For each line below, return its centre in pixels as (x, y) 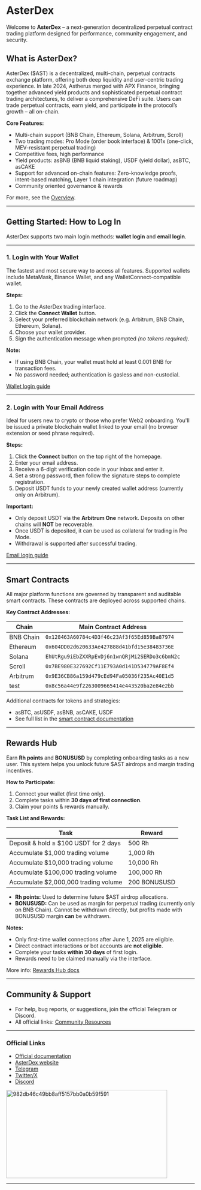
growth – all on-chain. (33, 111)
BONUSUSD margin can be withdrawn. (63, 916)
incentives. (20, 770)
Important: (20, 506)
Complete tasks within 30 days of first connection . (78, 800)
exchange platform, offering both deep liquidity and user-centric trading (95, 79)
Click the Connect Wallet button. (56, 313)
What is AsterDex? (42, 59)
